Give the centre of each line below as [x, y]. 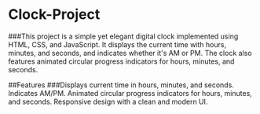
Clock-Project [54, 15]
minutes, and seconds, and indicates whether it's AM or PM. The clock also [130, 53]
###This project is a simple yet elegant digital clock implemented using [123, 36]
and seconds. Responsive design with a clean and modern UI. [108, 101]
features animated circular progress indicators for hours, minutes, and [121, 61]
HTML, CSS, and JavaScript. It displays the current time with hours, [117, 44]
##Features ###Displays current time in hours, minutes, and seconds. [121, 85]
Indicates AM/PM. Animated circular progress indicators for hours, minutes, [130, 93]
